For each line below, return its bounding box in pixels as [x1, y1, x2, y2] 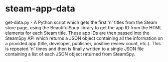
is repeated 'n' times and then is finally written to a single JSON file [5, 46, 144, 52]
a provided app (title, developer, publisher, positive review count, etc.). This [5, 40, 161, 46]
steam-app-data [5, 3, 75, 14]
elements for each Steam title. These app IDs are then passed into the [5, 30, 149, 36]
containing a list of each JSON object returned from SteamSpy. [5, 51, 135, 57]
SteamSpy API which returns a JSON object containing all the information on [5, 35, 163, 41]
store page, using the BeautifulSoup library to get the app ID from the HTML [5, 24, 162, 30]
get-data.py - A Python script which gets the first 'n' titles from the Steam [5, 19, 157, 25]
